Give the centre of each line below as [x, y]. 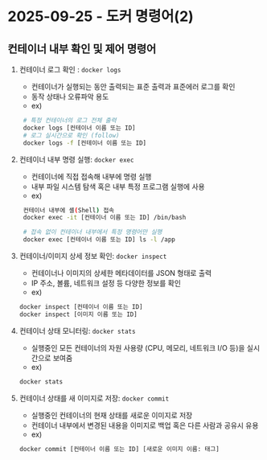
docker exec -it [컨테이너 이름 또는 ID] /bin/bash [105, 218]
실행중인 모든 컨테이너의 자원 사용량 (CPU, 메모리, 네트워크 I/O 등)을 [138, 347]
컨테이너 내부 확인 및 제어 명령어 [82, 49]
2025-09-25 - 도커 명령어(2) [101, 16]
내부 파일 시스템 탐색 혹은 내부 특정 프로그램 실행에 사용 [118, 187]
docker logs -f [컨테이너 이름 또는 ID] [84, 143]
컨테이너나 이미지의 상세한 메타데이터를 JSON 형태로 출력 [121, 273]
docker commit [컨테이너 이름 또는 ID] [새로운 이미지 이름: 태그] [119, 449]
